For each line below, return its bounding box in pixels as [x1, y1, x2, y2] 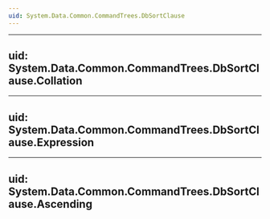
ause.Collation [8, 74, 83, 88]
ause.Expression [8, 136, 95, 149]
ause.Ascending [8, 197, 92, 211]
